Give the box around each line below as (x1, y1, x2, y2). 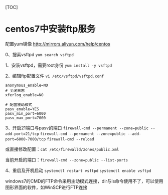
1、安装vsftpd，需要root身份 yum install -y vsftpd (5, 62, 112, 68)
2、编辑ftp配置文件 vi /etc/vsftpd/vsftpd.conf (5, 73, 104, 79)
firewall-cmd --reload (47, 136, 94, 142)
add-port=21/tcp (5, 131, 39, 136)
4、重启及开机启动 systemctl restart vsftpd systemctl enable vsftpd (5, 167, 151, 173)
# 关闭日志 (5, 88, 25, 93)
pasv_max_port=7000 (5, 115, 46, 120)
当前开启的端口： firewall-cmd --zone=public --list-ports (5, 156, 128, 162)
